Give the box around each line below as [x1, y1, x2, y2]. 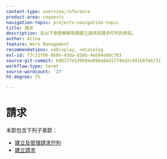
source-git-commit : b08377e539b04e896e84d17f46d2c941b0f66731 [6, 57, 161, 63]
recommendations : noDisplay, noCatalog [6, 47, 104, 53]
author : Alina [6, 36, 41, 42]
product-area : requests [6, 14, 64, 20]
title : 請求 [6, 25, 33, 31]
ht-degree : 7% [6, 74, 41, 80]
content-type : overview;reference [6, 8, 91, 15]
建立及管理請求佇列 [14, 139, 62, 147]
